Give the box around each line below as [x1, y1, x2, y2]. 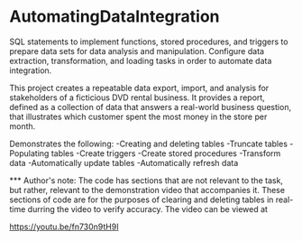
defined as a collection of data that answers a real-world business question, [9, 101, 291, 112]
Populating [9, 147, 50, 159]
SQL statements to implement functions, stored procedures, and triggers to [9, 36, 288, 47]
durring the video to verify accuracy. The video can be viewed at [27, 203, 269, 214]
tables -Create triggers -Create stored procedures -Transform [50, 147, 281, 159]
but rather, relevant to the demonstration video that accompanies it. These [9, 184, 286, 195]
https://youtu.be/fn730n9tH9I [9, 221, 119, 232]
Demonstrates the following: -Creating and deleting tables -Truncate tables [9, 138, 288, 149]
